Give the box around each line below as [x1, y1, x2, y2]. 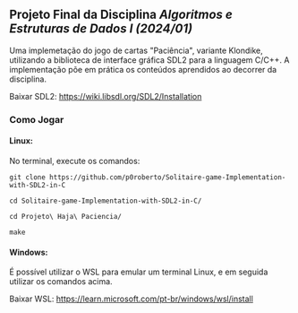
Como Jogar [9, 113, 64, 126]
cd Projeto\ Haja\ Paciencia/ [9, 212, 123, 221]
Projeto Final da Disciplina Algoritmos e [9, 7, 233, 22]
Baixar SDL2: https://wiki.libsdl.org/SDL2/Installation [9, 91, 202, 101]
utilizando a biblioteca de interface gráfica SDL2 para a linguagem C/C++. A [9, 54, 290, 65]
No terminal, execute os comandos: [9, 155, 140, 166]
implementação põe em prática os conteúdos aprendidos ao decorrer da [9, 64, 277, 74]
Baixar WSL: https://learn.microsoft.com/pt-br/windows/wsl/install [9, 293, 253, 304]
